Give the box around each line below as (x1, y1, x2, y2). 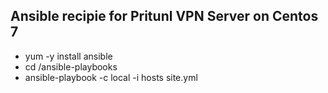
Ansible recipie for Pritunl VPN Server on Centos (10, 8, 319, 25)
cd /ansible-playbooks (24, 60, 118, 73)
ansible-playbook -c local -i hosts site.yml (24, 71, 198, 83)
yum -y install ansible (24, 50, 113, 62)
